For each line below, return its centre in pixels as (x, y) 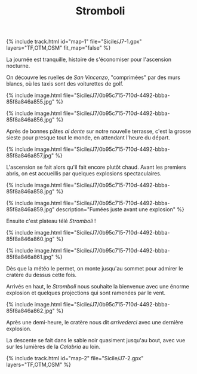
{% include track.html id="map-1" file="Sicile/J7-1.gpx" (74, 42)
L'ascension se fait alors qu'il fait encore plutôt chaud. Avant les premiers (96, 167)
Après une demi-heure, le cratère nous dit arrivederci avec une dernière (95, 323)
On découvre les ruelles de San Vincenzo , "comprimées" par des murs (93, 77)
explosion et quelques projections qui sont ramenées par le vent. (86, 293)
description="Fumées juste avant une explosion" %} (120, 209)
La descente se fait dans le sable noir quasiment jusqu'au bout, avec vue (96, 340)
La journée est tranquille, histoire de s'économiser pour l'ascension (89, 60)
